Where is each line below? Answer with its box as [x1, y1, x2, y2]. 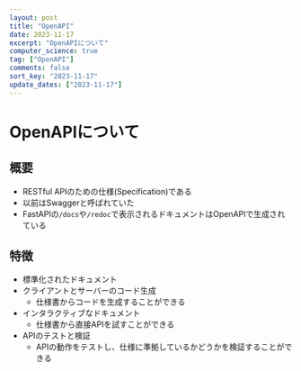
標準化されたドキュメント [22, 274, 118, 285]
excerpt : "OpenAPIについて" [9, 38, 110, 48]
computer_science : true [9, 47, 99, 56]
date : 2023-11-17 [9, 30, 75, 39]
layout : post [9, 13, 58, 23]
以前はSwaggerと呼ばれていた [22, 197, 135, 208]
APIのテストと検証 [22, 330, 92, 341]
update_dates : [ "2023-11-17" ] [9, 80, 123, 89]
